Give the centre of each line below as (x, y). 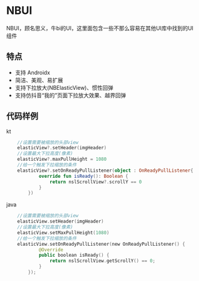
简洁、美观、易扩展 (39, 80)
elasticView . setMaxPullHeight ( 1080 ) (64, 232)
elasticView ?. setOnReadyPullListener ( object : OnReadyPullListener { (105, 171)
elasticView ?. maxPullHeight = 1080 (62, 159)
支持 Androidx (32, 72)
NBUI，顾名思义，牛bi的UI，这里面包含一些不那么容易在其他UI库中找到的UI (100, 28)
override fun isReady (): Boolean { (83, 176)
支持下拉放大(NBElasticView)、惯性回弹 (64, 87)
